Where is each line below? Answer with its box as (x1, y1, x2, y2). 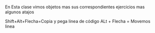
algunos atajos (5, 9, 34, 15)
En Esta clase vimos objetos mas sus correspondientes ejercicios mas (5, 4, 145, 10)
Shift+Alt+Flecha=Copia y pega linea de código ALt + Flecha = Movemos (5, 19, 151, 24)
